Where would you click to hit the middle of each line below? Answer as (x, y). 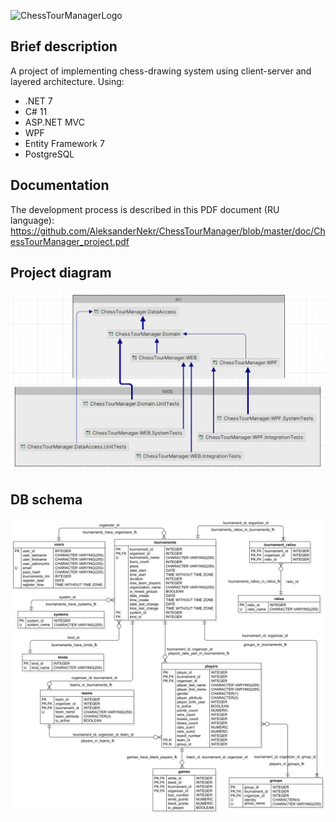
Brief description (64, 46)
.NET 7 (38, 101)
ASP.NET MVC (54, 122)
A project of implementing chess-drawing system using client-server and (161, 71)
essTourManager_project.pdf (70, 241)
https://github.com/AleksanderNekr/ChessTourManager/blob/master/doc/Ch (168, 231)
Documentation (60, 185)
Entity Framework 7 (64, 143)
